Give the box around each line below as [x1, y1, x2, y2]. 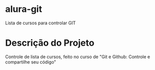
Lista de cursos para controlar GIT [5, 20, 76, 26]
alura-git [5, 3, 43, 15]
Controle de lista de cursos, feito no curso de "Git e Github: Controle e [5, 54, 150, 60]
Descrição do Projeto [5, 37, 94, 49]
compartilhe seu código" [5, 59, 56, 65]
